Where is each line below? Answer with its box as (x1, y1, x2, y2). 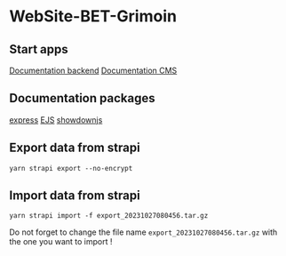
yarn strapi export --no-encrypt (9, 164, 133, 172)
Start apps (9, 42, 68, 57)
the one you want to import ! (9, 236, 113, 247)
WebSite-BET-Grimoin (9, 6, 178, 27)
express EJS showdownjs (9, 114, 103, 125)
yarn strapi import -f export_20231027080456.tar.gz (9, 212, 209, 220)
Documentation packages (9, 91, 155, 106)
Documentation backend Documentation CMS (9, 65, 178, 76)
